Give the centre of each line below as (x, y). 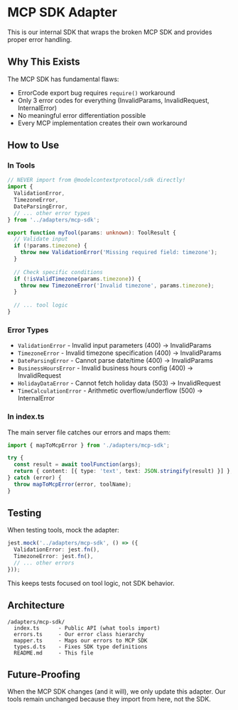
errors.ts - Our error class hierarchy (79, 634)
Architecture (36, 605)
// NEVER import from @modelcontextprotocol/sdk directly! (97, 180)
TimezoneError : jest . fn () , (54, 557)
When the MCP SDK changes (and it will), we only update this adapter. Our (117, 692)
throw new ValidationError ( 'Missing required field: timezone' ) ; (119, 253)
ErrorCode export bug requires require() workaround (96, 92)
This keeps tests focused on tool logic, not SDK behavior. (91, 583)
